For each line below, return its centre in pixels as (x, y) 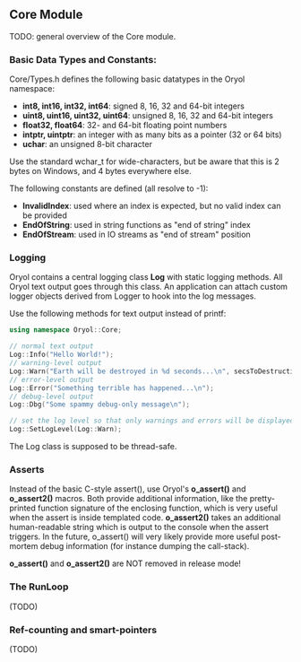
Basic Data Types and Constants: (83, 59)
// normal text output (52, 346)
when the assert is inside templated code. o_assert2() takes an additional (145, 518)
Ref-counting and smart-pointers (83, 630)
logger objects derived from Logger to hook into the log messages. (133, 296)
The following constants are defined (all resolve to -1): (109, 188)
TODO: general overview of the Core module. (93, 36)
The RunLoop (39, 587)
